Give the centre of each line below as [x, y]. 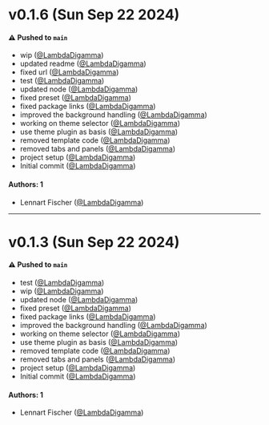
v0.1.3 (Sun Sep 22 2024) [94, 242]
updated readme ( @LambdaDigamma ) [83, 64]
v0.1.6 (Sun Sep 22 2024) [94, 15]
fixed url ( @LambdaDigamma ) [69, 72]
